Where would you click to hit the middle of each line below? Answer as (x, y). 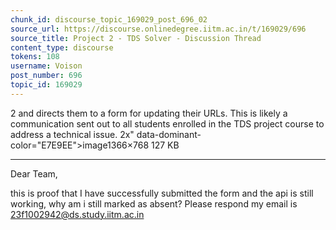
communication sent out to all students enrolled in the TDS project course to (167, 123)
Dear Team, (34, 173)
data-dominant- (169, 134)
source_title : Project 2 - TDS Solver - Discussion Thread (136, 38)
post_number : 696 (46, 76)
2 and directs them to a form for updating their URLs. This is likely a (149, 113)
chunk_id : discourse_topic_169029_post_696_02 (109, 19)
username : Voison (46, 66)
